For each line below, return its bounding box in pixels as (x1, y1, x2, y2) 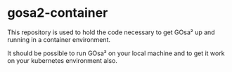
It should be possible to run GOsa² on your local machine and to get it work (7, 49, 225, 57)
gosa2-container (7, 5, 108, 21)
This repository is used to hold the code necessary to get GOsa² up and (7, 28, 216, 36)
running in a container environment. (7, 35, 111, 43)
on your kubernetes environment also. (7, 56, 118, 64)
